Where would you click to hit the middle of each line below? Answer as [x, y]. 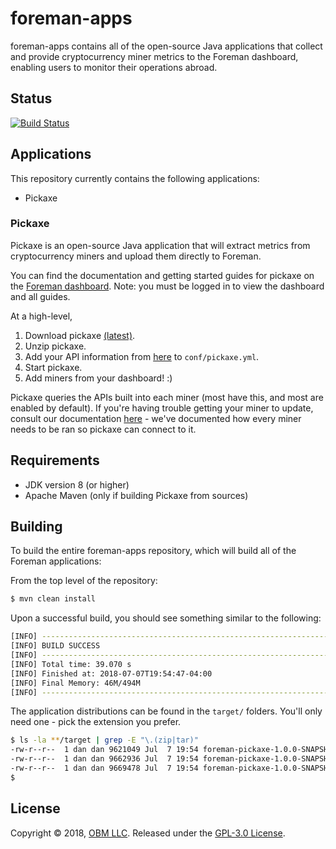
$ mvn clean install [53, 599]
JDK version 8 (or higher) [77, 484]
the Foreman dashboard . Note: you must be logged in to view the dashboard [167, 286]
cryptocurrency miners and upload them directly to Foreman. [136, 256]
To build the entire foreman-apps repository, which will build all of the [153, 551]
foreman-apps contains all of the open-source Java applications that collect [166, 46]
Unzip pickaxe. [55, 346]
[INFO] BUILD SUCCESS [55, 646]
